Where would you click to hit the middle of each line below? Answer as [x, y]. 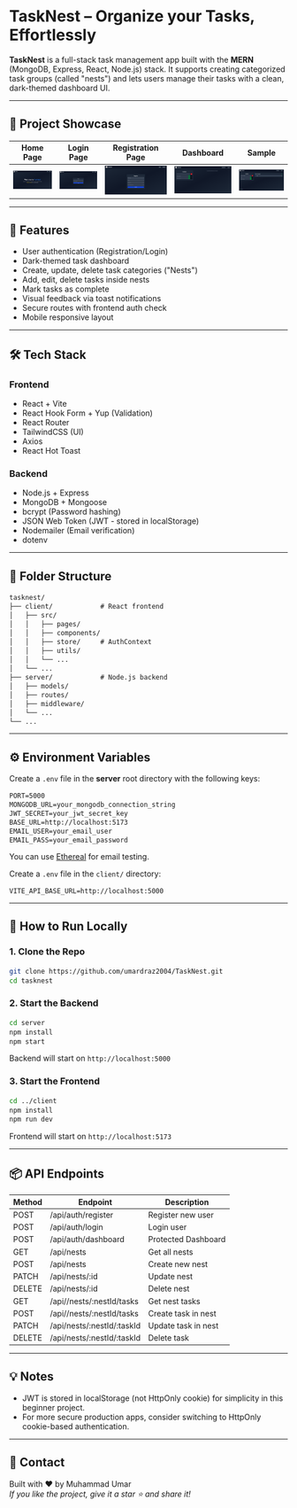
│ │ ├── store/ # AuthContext [80, 642]
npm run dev [31, 1119]
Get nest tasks [174, 1301]
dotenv [35, 540]
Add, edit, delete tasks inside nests [86, 280]
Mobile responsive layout [68, 317]
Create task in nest [182, 1313]
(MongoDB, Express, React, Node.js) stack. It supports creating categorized [147, 69]
